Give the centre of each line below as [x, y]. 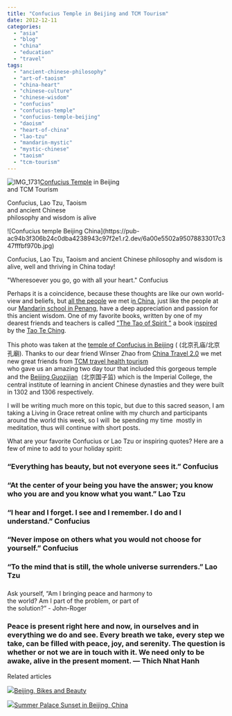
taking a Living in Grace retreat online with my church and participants [107, 413]
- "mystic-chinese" [42, 149]
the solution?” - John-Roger [47, 608]
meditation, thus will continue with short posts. [74, 427]
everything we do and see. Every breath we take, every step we [116, 635]
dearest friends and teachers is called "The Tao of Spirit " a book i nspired [112, 323]
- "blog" [26, 40]
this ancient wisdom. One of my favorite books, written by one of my [105, 315]
